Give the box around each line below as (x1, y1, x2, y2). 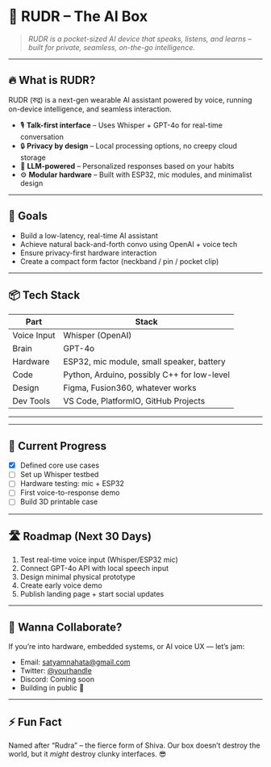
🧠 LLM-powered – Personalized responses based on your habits (19, 161, 235, 170)
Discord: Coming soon (19, 674, 95, 685)
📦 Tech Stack (8, 288, 81, 302)
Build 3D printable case (19, 497, 98, 507)
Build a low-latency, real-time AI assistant (19, 230, 159, 241)
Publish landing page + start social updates (19, 589, 165, 599)
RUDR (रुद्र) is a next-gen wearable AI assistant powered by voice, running (8, 94, 252, 104)
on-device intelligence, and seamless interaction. (8, 104, 172, 114)
